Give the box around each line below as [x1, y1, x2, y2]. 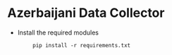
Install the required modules [17, 28, 99, 37]
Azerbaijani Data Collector [7, 5, 165, 21]
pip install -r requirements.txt [32, 42, 131, 49]
